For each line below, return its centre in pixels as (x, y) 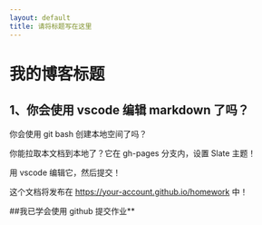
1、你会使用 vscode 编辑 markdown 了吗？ (129, 110)
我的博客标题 (58, 74)
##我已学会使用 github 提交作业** (73, 210)
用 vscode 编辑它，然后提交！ (65, 172)
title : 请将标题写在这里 (51, 26)
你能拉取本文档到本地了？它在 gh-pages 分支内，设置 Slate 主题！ (133, 153)
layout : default (40, 18)
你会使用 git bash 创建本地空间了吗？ (78, 133)
